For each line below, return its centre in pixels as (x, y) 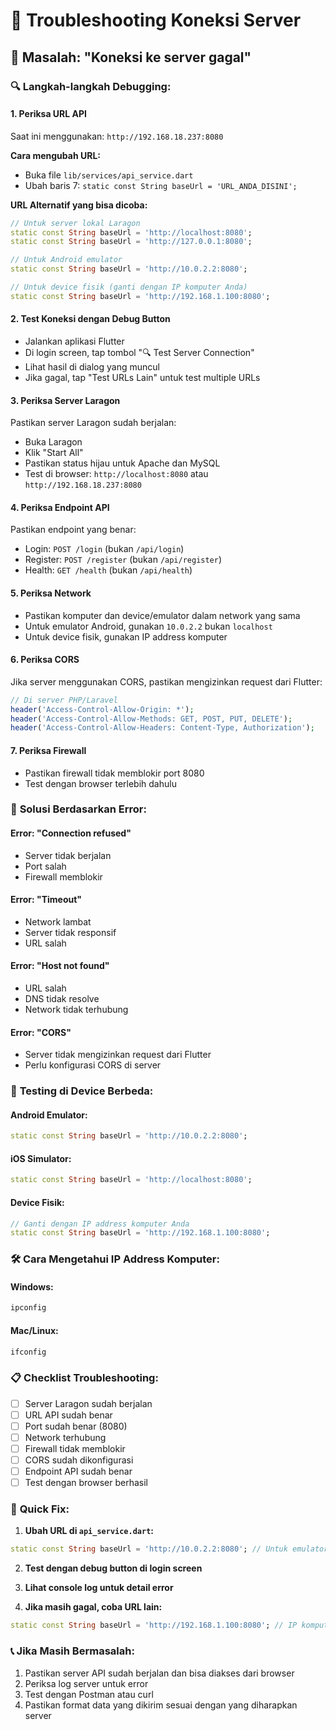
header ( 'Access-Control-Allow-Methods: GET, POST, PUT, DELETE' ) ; (151, 719)
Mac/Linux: (34, 1330)
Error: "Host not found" (60, 966)
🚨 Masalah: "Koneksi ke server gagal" (131, 57)
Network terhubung (65, 1437)
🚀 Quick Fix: (40, 1509)
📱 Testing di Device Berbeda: (82, 1091)
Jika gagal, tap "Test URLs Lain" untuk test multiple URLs (142, 378)
